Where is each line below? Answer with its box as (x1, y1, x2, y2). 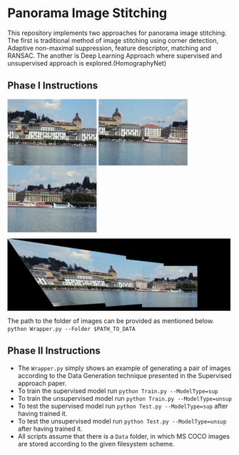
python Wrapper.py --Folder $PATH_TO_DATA (7, 325, 136, 332)
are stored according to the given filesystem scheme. (17, 439, 175, 448)
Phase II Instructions (7, 344, 101, 357)
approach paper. (17, 379, 67, 387)
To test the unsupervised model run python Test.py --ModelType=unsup (17, 416, 227, 425)
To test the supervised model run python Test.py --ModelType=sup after (17, 402, 228, 410)
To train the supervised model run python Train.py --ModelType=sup (17, 387, 218, 395)
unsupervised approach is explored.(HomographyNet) (7, 58, 167, 67)
